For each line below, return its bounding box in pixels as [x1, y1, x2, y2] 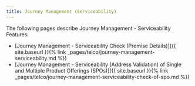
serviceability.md [14, 54, 56, 61]
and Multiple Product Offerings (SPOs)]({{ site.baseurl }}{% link [14, 67, 169, 74]
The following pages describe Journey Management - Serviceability [6, 25, 171, 32]
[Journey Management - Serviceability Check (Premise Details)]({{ [14, 42, 176, 49]
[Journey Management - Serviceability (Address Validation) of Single [14, 61, 182, 68]
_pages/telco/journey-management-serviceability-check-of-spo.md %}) [14, 73, 190, 80]
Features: [6, 30, 29, 38]
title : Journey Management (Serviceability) [6, 8, 117, 15]
